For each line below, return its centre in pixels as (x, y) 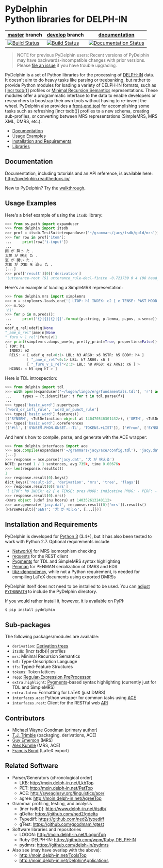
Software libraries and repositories (47, 829)
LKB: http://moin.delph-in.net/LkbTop (56, 783)
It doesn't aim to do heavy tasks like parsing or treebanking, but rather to (78, 80)
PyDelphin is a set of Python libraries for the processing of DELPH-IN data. (80, 74)
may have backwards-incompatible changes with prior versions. (81, 60)
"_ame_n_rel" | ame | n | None (30, 332)
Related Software (32, 766)
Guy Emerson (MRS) (33, 740)
